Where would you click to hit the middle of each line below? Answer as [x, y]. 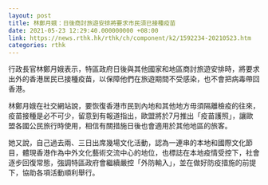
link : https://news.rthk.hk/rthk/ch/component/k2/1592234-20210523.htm [130, 38]
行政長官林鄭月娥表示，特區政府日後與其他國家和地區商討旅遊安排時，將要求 [134, 69]
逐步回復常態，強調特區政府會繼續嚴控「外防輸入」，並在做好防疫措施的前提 [132, 163]
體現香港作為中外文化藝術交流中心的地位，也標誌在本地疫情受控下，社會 [141, 153]
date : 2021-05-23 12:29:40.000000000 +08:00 [83, 30]
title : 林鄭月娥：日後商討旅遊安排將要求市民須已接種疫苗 [92, 23]
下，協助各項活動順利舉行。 [54, 173]
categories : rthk [37, 45]
